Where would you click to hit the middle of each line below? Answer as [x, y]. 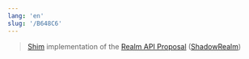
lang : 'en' [26, 16]
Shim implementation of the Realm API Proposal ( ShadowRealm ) [134, 46]
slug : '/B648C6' [35, 23]
